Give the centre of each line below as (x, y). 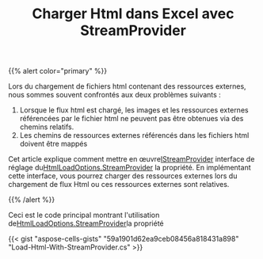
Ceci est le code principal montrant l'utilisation (84, 215)
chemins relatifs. (47, 127)
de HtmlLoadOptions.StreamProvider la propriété (86, 223)
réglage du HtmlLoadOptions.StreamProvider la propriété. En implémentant (130, 168)
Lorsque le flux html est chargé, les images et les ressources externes (134, 110)
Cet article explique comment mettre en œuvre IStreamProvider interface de (131, 159)
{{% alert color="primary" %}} (58, 71)
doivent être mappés (53, 144)
